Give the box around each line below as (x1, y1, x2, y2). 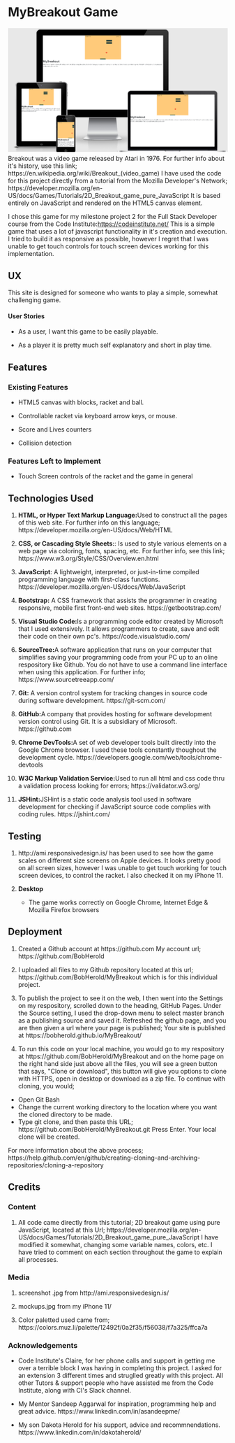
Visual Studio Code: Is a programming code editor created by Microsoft (17, 617, 224, 626)
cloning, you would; (17, 1081, 75, 1090)
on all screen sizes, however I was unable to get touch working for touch (17, 864, 227, 872)
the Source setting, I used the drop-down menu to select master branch (17, 1009, 225, 1017)
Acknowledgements (8, 1340, 78, 1350)
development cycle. (17, 753, 75, 762)
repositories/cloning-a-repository (8, 1160, 104, 1169)
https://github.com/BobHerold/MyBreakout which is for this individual (17, 973, 218, 981)
